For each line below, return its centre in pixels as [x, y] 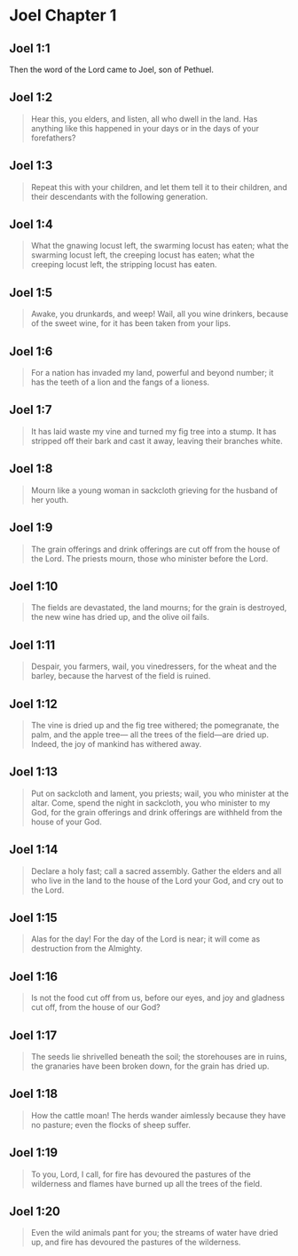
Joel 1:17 [33, 1035]
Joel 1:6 [31, 351]
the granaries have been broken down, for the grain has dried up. [150, 1066]
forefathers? [53, 138]
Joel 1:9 [31, 528]
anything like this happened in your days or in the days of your [145, 128]
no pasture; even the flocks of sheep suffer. [111, 1125]
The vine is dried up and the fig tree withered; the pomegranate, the [155, 725]
